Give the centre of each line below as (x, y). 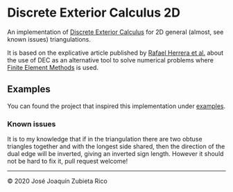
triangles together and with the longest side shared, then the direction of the (116, 146)
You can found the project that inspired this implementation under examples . (116, 106)
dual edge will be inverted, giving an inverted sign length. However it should (115, 154)
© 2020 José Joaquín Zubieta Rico (57, 181)
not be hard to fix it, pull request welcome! (68, 162)
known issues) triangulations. (49, 39)
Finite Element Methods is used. (53, 67)
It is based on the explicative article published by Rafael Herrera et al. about (115, 53)
